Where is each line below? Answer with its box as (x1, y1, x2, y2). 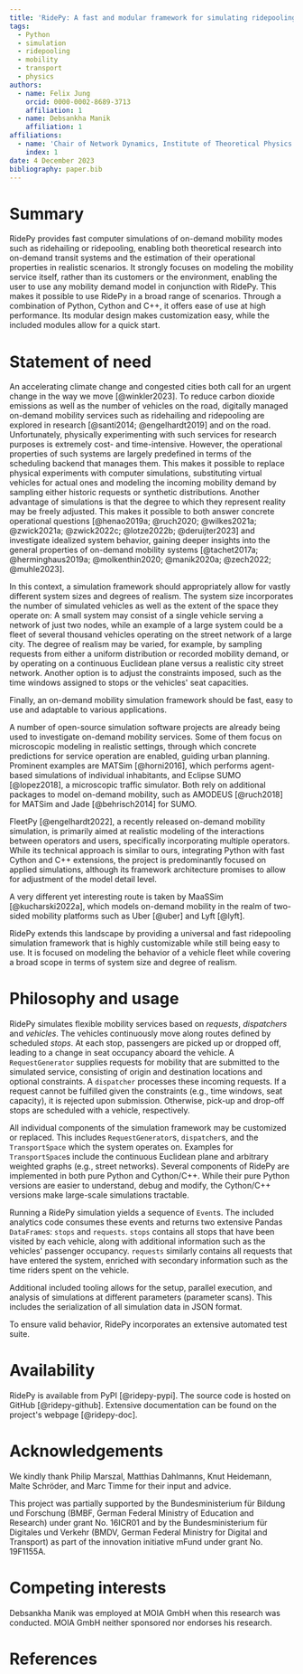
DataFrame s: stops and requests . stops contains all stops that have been (9, 1227, 275, 1237)
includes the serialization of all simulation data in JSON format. (9, 1302, 243, 1312)
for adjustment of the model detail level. (9, 874, 158, 885)
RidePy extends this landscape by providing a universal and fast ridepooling (9, 928, 291, 939)
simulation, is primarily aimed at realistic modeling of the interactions (9, 826, 265, 837)
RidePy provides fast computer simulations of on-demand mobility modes (9, 233, 283, 244)
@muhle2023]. (9, 564, 65, 575)
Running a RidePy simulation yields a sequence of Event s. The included (9, 1208, 275, 1218)
